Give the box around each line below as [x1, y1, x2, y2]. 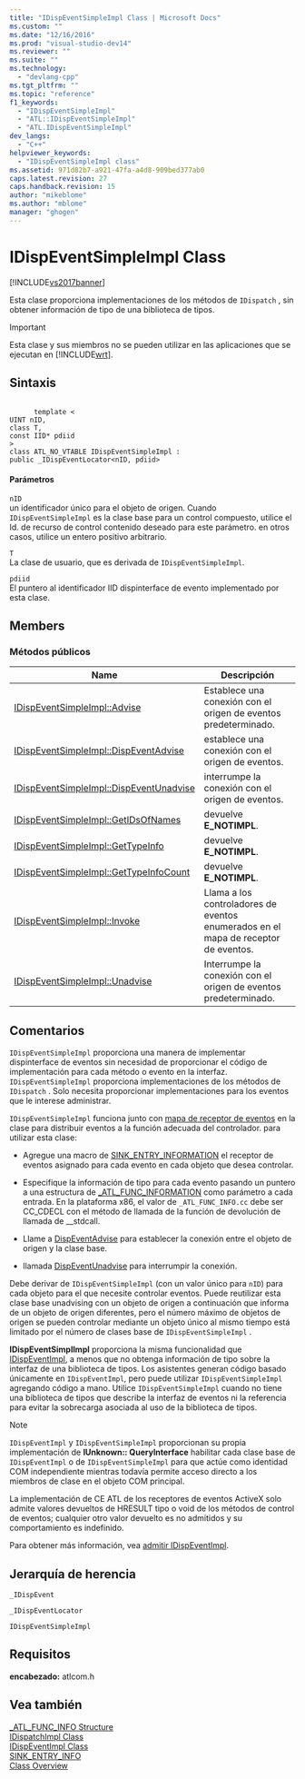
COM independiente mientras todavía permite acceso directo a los [9, 1466, 258, 1477]
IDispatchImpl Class [9, 1731, 84, 1742]
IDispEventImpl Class [9, 1741, 89, 1752]
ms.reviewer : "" [9, 47, 71, 56]
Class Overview [9, 1760, 68, 1771]
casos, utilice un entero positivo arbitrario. [9, 531, 168, 542]
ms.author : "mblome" [9, 199, 88, 209]
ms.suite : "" [9, 55, 59, 65]
